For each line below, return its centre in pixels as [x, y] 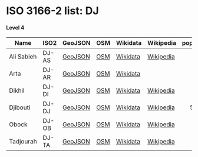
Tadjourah [23, 142]
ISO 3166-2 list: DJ [52, 11]
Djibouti [20, 107]
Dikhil [17, 91]
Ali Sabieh [23, 57]
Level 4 [15, 27]
